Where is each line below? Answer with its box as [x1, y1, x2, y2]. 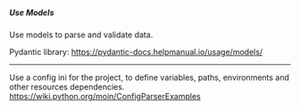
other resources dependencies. [9, 81, 125, 92]
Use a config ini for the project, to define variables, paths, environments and [9, 72, 290, 82]
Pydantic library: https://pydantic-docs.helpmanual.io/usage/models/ [9, 46, 263, 57]
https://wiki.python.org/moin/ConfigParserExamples [9, 90, 201, 101]
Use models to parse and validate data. [9, 29, 154, 40]
